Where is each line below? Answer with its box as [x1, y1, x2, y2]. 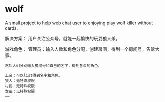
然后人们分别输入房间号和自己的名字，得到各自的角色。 [5, 63, 102, 68]
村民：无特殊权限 [5, 83, 35, 88]
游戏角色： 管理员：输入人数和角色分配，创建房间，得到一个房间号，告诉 [5, 46, 155, 52]
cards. [5, 25, 18, 31]
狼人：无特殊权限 [5, 78, 35, 83]
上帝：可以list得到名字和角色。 [5, 73, 63, 78]
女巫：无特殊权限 [5, 89, 35, 94]
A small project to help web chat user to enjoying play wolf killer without [5, 20, 153, 26]
